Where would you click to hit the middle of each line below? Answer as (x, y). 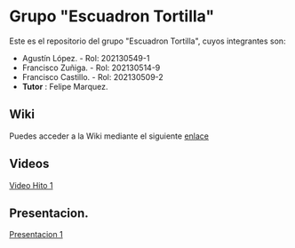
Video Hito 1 (31, 185)
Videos (29, 164)
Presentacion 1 (36, 235)
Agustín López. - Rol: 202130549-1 (86, 58)
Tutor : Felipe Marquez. (65, 86)
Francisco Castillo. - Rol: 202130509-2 (93, 76)
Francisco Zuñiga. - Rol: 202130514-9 (91, 68)
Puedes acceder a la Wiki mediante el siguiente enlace (109, 136)
